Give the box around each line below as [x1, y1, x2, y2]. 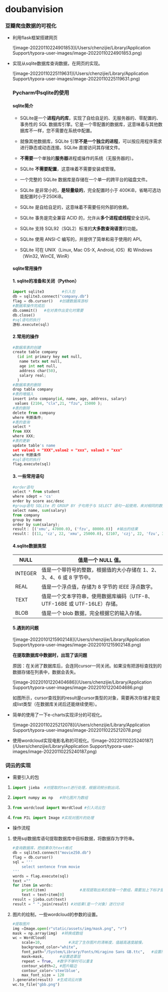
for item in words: [12, 883, 53, 888]
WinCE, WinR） [40, 253, 72, 259]
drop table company [12, 387, 53, 392]
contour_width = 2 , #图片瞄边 [21, 963, 77, 968]
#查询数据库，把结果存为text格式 [12, 845, 72, 851]
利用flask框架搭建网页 [12, 35, 58, 41]
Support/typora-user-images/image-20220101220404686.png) [12, 684, 143, 690]
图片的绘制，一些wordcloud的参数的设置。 [12, 911, 100, 917]
